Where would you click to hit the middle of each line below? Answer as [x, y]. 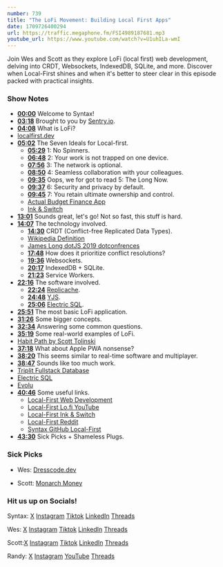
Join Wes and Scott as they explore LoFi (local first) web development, [108, 59]
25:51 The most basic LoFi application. [72, 312]
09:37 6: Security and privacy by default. [86, 187]
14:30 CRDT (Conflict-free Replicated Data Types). [100, 231]
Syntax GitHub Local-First [64, 430]
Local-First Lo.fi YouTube [63, 407]
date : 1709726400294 [37, 26]
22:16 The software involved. [59, 282]
